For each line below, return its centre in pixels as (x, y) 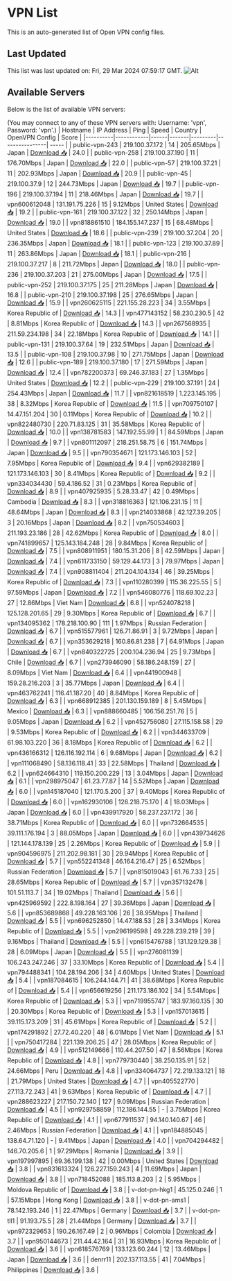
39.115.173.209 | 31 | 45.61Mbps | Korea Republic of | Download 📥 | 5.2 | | (112, 1021)
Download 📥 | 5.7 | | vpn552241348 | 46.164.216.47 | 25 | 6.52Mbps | (106, 861)
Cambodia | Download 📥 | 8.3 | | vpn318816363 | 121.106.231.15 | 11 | (105, 502)
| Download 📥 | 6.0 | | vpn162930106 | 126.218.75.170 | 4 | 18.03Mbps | (108, 801)
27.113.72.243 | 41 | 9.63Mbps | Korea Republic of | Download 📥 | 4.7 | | (109, 1092)
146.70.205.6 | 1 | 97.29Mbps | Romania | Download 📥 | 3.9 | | (95, 1151)
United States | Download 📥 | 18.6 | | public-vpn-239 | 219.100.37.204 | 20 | (115, 232)
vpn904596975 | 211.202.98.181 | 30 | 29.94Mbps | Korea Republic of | (108, 853)
